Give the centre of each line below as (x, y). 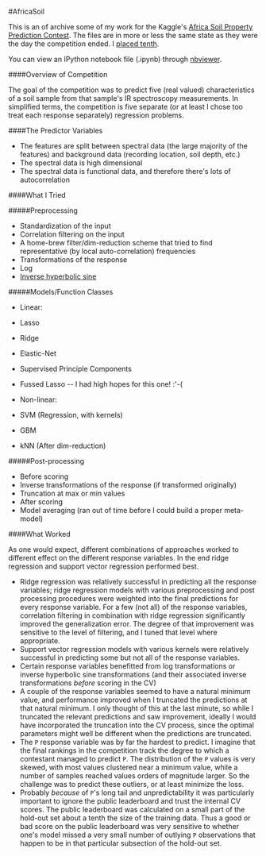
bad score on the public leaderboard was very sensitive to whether (129, 826)
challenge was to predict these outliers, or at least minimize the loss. (132, 784)
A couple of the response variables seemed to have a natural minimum (135, 691)
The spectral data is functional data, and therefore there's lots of (125, 171)
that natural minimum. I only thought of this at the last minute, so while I (137, 708)
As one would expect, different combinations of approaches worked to (124, 549)
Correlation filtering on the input (72, 234)
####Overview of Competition (58, 74)
